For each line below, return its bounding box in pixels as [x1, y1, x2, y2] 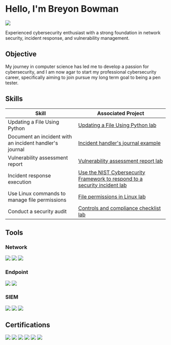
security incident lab [78, 181, 127, 189]
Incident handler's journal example [78, 139, 161, 146]
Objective [5, 50, 37, 59]
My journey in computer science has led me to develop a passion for [5, 63, 149, 70]
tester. [5, 80, 19, 86]
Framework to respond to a [78, 175, 143, 182]
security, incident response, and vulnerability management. [5, 35, 130, 41]
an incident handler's [8, 139, 59, 146]
